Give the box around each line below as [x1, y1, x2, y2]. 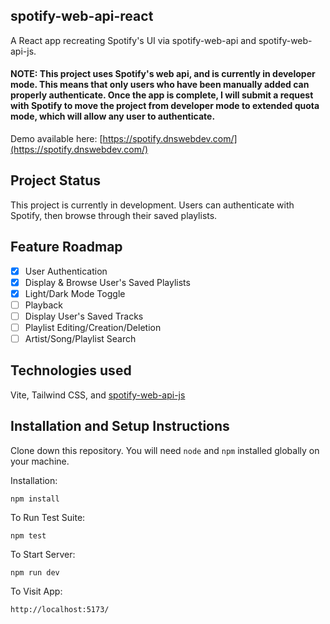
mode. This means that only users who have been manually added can [10, 79, 310, 91]
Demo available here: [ [10, 133, 103, 145]
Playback [24, 299, 63, 311]
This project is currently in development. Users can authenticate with [10, 199, 295, 211]
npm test [10, 530, 47, 541]
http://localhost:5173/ [10, 604, 110, 614]
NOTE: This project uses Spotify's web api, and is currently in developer [10, 68, 316, 80]
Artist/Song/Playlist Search [24, 333, 137, 345]
